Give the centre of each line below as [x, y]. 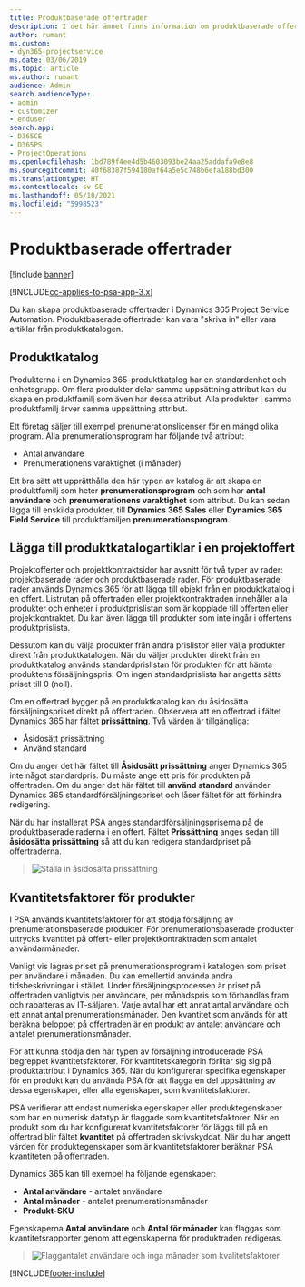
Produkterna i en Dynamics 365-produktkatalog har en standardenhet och [148, 380]
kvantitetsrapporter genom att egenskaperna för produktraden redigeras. [146, 1238]
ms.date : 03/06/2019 [49, 60]
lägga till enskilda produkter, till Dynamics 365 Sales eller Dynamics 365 [146, 510]
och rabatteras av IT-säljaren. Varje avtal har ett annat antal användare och [149, 1005]
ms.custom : [30, 43]
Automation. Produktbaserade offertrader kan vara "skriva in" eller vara [143, 319]
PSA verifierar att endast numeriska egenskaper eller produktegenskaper [146, 1108]
